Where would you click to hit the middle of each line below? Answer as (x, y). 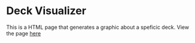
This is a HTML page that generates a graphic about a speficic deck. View (98, 27)
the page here (23, 33)
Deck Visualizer (46, 11)
